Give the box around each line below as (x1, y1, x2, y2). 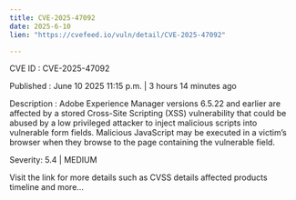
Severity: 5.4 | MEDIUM (9, 155, 97, 165)
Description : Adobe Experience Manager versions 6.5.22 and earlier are (9, 98, 281, 109)
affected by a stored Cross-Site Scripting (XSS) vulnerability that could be (9, 108, 287, 119)
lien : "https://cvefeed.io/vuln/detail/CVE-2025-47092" (9, 30, 226, 39)
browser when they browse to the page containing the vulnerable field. (9, 137, 276, 148)
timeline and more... (9, 182, 85, 193)
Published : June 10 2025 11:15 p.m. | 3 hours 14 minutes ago (9, 81, 237, 92)
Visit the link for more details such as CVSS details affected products (9, 172, 268, 183)
